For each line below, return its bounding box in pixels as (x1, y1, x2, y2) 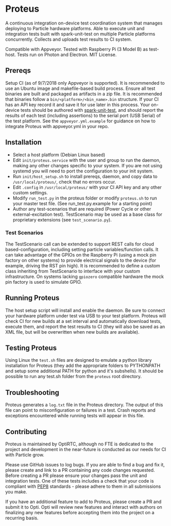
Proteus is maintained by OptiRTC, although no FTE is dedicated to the (5, 441, 154, 447)
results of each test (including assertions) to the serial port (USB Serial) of (5, 112, 161, 118)
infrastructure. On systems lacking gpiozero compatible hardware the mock (5, 273, 164, 280)
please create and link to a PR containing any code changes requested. (5, 467, 155, 473)
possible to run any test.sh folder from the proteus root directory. (5, 373, 142, 380)
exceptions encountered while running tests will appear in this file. (5, 413, 144, 419)
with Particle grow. (5, 452, 44, 458)
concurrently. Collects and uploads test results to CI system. (5, 36, 132, 42)
